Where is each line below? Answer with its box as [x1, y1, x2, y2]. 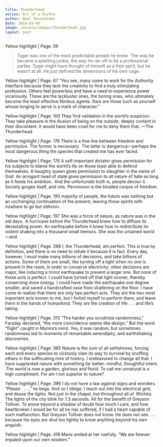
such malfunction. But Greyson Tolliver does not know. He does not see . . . [5, 412, 156, 417]
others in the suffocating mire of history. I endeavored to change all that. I [5, 356, 152, 361]
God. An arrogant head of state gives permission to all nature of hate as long [5, 174, 159, 179]
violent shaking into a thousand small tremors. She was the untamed [5, 229, 142, 234]
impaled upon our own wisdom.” [5, 437, 70, 442]
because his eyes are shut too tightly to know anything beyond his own [5, 417, 147, 423]
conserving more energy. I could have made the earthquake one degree [5, 280, 149, 285]
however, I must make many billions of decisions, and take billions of [5, 254, 143, 259]
